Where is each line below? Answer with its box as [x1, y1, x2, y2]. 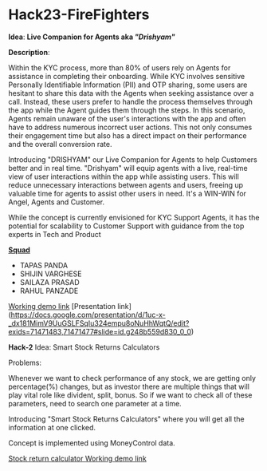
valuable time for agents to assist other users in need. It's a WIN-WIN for [8, 188, 247, 198]
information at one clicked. [8, 422, 96, 432]
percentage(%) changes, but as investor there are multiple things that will [8, 382, 249, 391]
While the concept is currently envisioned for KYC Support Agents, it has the [8, 212, 260, 222]
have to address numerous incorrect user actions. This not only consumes [8, 122, 253, 132]
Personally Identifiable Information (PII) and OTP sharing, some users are [8, 80, 248, 89]
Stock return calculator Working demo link [8, 453, 147, 463]
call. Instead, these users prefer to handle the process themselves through [8, 97, 253, 106]
